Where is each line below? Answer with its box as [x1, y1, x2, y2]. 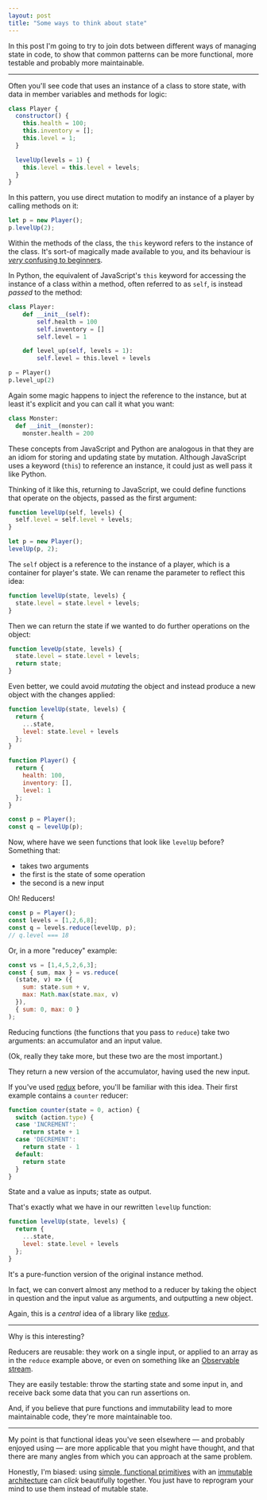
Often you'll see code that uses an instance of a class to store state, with [8, 80, 246, 90]
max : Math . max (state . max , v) [22, 991, 119, 999]
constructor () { [15, 112, 69, 120]
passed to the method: [8, 288, 83, 297]
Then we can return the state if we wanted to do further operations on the [8, 621, 250, 630]
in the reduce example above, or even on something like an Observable [8, 1355, 240, 1365]
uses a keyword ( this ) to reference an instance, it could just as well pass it [8, 460, 253, 470]
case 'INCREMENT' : [15, 1121, 77, 1129]
